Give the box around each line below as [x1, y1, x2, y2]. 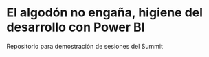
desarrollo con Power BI [6, 19, 145, 35]
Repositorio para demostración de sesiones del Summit [6, 42, 163, 50]
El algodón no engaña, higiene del [6, 5, 203, 21]
